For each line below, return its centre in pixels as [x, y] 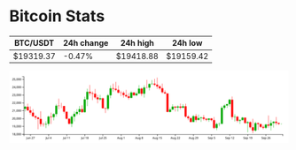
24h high [137, 43]
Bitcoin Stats [57, 16]
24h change [86, 43]
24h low [187, 43]
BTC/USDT [35, 43]
